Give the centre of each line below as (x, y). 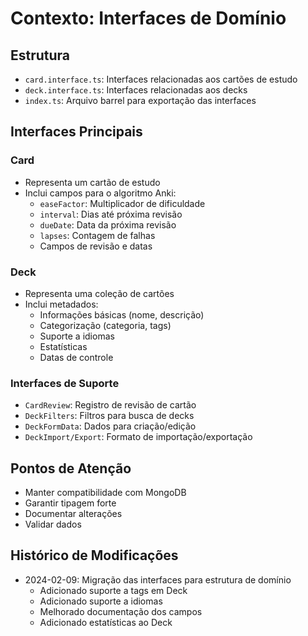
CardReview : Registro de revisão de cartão (110, 405)
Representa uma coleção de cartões (99, 293)
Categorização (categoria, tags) (105, 325)
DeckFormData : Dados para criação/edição (110, 426)
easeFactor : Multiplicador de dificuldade (122, 203)
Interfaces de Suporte (65, 383)
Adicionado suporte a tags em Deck (113, 590)
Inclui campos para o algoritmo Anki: (100, 193)
